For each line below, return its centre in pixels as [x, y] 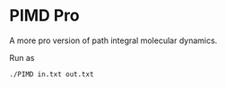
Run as [22, 57]
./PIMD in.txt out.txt [52, 74]
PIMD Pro [44, 16]
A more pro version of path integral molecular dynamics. [113, 40]
